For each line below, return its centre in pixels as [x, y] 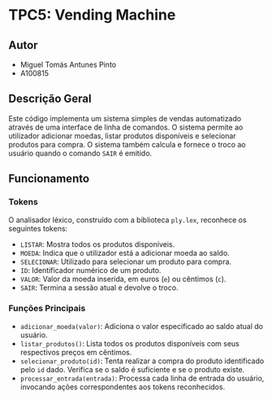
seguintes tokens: [38, 228]
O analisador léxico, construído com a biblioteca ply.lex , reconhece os [127, 220]
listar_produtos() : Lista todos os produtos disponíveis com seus [130, 343]
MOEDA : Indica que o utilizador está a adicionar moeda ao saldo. [125, 253]
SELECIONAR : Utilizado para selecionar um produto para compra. [126, 262]
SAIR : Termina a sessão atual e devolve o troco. [99, 288]
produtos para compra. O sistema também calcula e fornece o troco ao [127, 144]
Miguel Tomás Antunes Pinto [68, 64]
